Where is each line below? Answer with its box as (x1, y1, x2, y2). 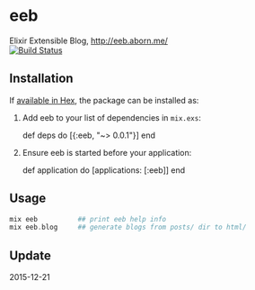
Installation (9, 71, 74, 86)
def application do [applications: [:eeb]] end (22, 164, 186, 176)
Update (9, 248, 52, 263)
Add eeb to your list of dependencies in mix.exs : (22, 112, 202, 122)
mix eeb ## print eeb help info (9, 214, 167, 223)
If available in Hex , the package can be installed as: (9, 95, 199, 105)
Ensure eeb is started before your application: (22, 147, 192, 158)
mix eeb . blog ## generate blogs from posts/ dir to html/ (9, 222, 247, 232)
